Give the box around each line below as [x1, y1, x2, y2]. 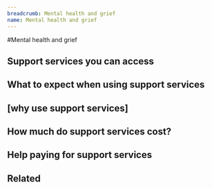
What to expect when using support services [7, 79, 205, 90]
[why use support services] [7, 102, 129, 114]
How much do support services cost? [7, 126, 172, 138]
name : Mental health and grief [7, 17, 97, 23]
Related [7, 172, 41, 184]
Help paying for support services [7, 149, 153, 161]
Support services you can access [7, 55, 154, 67]
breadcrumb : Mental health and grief [7, 10, 116, 17]
